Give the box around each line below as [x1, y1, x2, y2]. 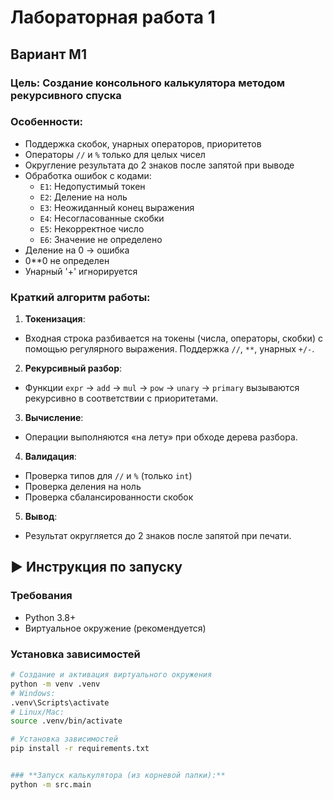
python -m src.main [10, 779, 92, 790]
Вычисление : [24, 412, 84, 424]
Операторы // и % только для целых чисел [24, 148, 206, 160]
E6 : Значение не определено [39, 233, 163, 245]
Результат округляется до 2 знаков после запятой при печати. [24, 530, 292, 542]
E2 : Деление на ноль [39, 191, 128, 203]
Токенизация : [24, 313, 86, 325]
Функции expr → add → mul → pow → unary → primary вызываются [24, 382, 300, 394]
